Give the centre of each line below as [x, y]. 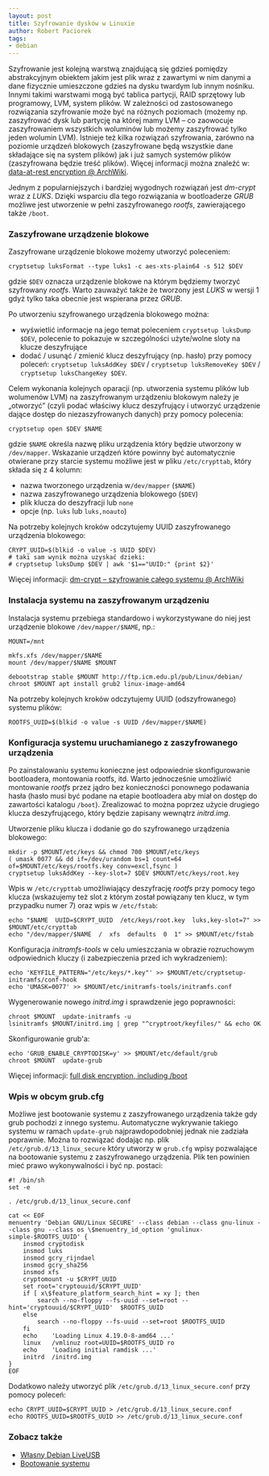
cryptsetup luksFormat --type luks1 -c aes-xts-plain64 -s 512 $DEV [126, 267]
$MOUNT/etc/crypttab [43, 927]
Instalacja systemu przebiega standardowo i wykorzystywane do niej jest [130, 618]
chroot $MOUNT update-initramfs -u [70, 1017]
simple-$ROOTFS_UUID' [45, 1237]
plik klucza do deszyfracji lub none [77, 503]
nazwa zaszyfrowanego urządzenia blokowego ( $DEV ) [109, 494]
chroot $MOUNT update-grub [56, 1061]
